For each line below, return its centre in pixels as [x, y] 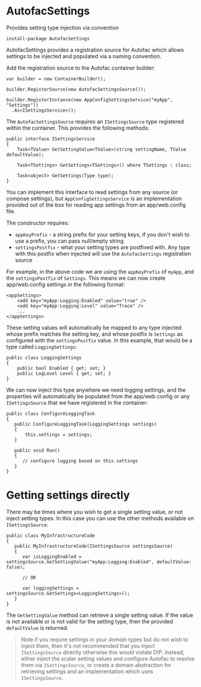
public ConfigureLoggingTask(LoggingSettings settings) [85, 424]
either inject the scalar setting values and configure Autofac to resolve [108, 658]
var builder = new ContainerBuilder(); [56, 79]
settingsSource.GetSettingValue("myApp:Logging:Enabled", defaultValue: [99, 562]
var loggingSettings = [50, 588]
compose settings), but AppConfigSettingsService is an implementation [94, 198]
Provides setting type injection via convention [62, 28]
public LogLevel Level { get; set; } [64, 374]
